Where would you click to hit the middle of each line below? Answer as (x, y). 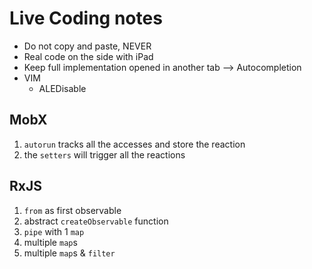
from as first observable (72, 210)
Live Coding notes (86, 18)
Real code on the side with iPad (88, 56)
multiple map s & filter (69, 253)
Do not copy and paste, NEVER (87, 46)
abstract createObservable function (96, 221)
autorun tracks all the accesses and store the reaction (134, 144)
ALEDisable (62, 88)
